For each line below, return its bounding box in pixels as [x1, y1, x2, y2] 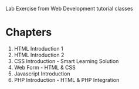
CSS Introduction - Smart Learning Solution [13, 57, 119, 64]
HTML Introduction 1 [13, 45, 63, 52]
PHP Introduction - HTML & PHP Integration [13, 76, 120, 83]
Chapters [5, 26, 52, 39]
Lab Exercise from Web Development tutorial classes [5, 5, 133, 12]
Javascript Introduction [13, 70, 70, 77]
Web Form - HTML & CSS [13, 64, 76, 71]
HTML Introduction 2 [13, 51, 65, 58]
